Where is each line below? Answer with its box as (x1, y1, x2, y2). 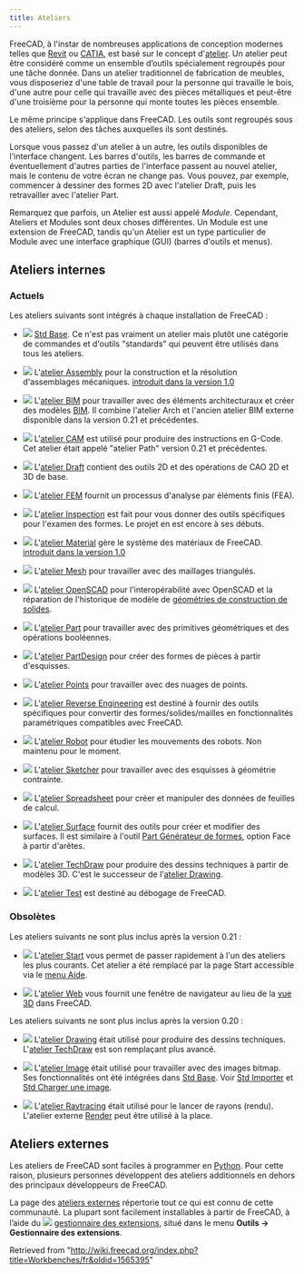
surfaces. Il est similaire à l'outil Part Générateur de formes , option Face (22, 831, 291, 841)
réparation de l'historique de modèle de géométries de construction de (22, 594, 289, 605)
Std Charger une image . (22, 1081, 113, 1092)
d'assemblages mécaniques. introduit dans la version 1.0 (22, 376, 235, 387)
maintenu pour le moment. (22, 746, 122, 757)
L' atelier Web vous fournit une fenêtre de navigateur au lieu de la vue (34, 988, 292, 999)
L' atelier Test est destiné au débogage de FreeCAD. (34, 888, 227, 899)
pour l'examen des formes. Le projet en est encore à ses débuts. (22, 519, 265, 530)
